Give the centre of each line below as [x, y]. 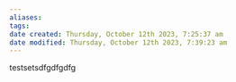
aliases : [26, 17]
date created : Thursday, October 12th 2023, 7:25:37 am [116, 34]
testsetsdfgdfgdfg [43, 68]
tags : [19, 26]
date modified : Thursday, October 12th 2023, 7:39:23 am [118, 42]
